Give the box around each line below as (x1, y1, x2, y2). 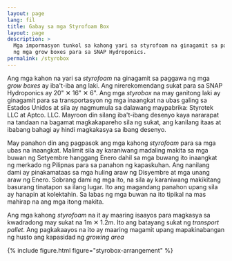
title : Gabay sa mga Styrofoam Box (7, 23, 110, 30)
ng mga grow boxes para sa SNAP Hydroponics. (13, 49, 147, 56)
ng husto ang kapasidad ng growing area (7, 233, 124, 241)
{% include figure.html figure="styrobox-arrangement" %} (7, 246, 174, 254)
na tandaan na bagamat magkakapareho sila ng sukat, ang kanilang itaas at (7, 118, 222, 126)
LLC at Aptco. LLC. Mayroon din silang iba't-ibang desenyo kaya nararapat (7, 110, 220, 119)
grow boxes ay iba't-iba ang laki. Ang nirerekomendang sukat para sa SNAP (7, 81, 223, 90)
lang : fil (7, 17, 36, 23)
